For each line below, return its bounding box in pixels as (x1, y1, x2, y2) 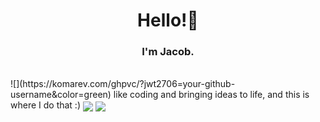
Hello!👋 (137, 9, 199, 32)
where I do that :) (10, 99, 82, 111)
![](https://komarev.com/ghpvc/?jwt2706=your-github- (10, 78, 236, 90)
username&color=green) (10, 89, 112, 101)
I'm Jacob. (141, 45, 195, 59)
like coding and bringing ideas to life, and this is (113, 89, 310, 101)
